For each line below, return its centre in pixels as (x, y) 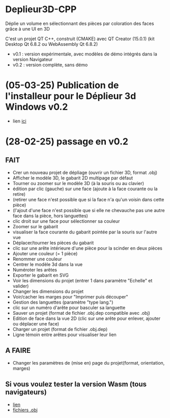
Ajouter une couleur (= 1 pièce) (45, 253)
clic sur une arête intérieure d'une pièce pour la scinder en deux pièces (88, 248)
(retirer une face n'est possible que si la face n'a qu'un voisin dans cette (88, 199)
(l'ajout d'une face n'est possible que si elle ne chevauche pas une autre (89, 210)
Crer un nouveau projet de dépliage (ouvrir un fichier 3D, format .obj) (85, 172)
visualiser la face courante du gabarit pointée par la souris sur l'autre (85, 232)
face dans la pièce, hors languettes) (50, 216)
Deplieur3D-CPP (41, 9)
